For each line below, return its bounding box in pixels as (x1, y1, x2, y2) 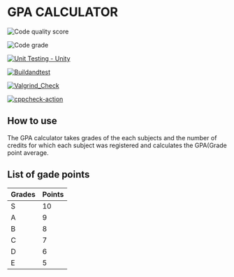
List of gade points (7, 169, 90, 181)
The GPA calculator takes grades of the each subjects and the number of (7, 133, 217, 142)
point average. (7, 148, 49, 157)
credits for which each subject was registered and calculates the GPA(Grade (7, 141, 227, 149)
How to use (7, 115, 57, 127)
